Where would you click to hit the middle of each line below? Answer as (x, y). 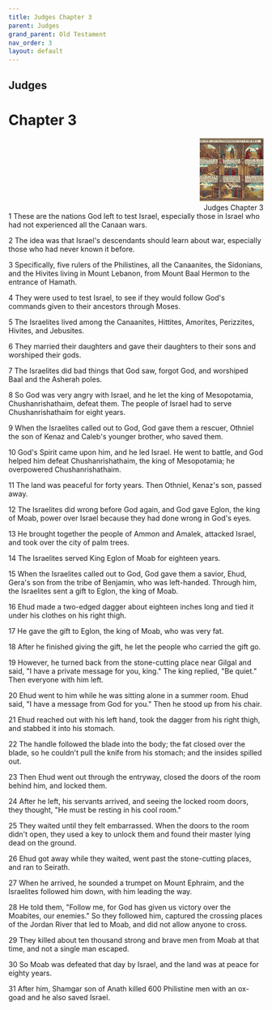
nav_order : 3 (30, 43)
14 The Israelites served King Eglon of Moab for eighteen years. (115, 558)
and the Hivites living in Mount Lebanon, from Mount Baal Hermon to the (129, 274)
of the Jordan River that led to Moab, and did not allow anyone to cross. (128, 925)
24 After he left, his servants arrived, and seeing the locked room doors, (129, 802)
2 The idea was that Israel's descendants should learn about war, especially (135, 241)
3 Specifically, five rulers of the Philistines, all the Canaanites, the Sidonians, (136, 265)
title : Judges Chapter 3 (50, 17)
